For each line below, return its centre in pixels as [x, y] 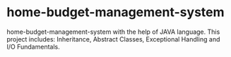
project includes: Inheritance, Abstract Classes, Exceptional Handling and [113, 39]
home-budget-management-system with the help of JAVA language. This [113, 32]
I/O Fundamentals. [34, 46]
